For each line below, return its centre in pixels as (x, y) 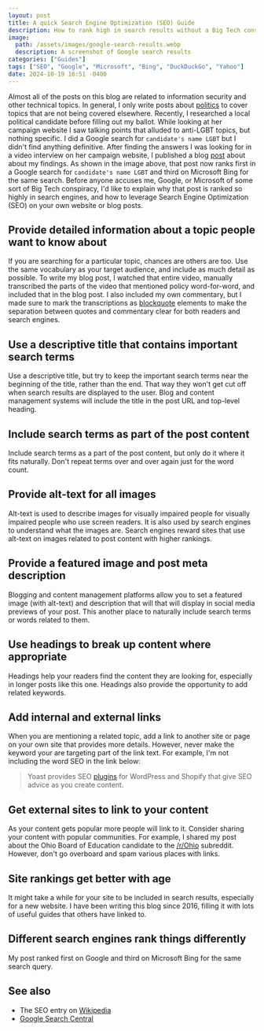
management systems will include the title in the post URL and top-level (124, 401)
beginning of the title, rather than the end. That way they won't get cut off (127, 384)
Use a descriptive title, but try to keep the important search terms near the (128, 376)
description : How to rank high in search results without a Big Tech (125, 30)
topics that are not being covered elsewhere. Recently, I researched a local (129, 113)
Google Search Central (57, 1018)
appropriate (38, 657)
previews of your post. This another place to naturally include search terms (130, 611)
